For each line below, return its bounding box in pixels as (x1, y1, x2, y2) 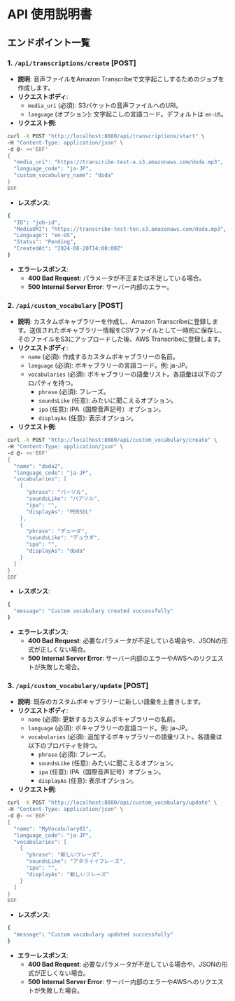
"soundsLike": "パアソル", (25, 495, 101, 502)
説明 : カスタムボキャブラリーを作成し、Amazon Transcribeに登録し (17, 317, 213, 326)
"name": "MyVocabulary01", (13, 825, 92, 832)
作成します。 (17, 83, 55, 92)
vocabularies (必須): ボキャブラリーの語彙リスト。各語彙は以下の (27, 370, 217, 379)
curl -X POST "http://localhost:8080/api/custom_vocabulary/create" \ (7, 436, 218, 444)
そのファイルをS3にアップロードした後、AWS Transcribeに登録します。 (17, 335, 225, 344)
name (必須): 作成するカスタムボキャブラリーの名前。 (27, 352, 180, 361)
